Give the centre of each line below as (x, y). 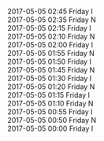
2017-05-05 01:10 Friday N (50, 103)
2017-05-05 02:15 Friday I (49, 28)
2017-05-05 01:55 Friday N (51, 53)
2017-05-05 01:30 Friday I (50, 78)
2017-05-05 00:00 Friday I (50, 128)
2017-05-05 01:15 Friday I (49, 95)
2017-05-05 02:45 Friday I (50, 11)
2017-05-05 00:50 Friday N (52, 120)
